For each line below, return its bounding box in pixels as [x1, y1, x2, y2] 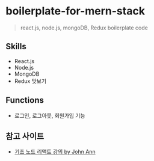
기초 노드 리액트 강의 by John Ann [14, 148, 96, 156]
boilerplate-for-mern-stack [5, 4, 146, 18]
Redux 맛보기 [14, 77, 46, 85]
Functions [5, 95, 45, 106]
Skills [5, 41, 26, 52]
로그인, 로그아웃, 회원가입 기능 [14, 112, 85, 119]
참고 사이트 [5, 131, 45, 141]
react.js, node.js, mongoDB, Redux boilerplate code [20, 24, 148, 31]
